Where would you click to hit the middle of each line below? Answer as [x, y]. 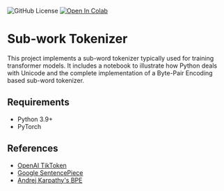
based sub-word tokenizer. [46, 80]
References [33, 149]
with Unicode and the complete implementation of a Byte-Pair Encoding [110, 72]
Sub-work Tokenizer [67, 39]
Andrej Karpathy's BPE [50, 180]
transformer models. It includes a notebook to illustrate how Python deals [112, 66]
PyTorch [29, 126]
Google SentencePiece [50, 173]
